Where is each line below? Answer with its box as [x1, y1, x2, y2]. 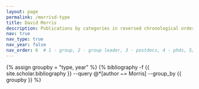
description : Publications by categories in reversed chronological [6, 25, 179, 31]
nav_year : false [6, 42, 46, 48]
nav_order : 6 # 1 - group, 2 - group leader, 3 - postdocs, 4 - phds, [6, 47, 187, 53]
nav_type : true [6, 36, 44, 42]
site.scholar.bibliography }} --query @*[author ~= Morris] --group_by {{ [6, 69, 182, 77]
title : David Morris [6, 20, 57, 26]
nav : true [6, 31, 31, 37]
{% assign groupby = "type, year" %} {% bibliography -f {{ [6, 63, 150, 71]
